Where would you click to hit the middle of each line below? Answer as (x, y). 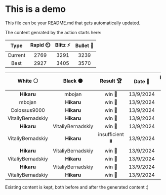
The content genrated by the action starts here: (53, 32)
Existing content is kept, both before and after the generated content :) (77, 187)
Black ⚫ (73, 81)
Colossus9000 (28, 110)
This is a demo (35, 9)
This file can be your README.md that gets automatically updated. (73, 23)
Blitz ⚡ (63, 45)
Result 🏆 (111, 81)
